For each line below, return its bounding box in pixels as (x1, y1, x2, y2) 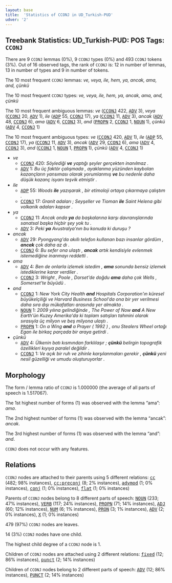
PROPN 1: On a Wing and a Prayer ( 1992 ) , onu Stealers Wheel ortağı (20, 323, 167, 330)
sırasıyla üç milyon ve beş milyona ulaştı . (20, 318, 109, 324)
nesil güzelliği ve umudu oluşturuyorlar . (20, 356, 105, 362)
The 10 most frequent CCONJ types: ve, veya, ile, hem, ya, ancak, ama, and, (5, 93, 163, 99)
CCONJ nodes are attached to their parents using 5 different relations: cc (5, 474, 156, 480)
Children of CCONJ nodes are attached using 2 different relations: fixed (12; (5, 551, 164, 557)
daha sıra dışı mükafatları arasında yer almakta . (20, 301, 124, 308)
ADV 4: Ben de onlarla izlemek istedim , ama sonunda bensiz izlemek (20, 264, 166, 270)
